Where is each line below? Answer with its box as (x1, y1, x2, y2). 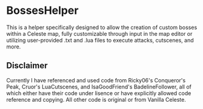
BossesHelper (6, 4, 79, 18)
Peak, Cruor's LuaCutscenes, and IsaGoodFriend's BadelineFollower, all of (6, 83, 192, 90)
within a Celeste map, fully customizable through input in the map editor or (6, 30, 193, 37)
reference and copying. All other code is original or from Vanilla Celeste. (6, 96, 186, 103)
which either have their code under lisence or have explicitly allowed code (6, 89, 191, 97)
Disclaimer (6, 61, 48, 71)
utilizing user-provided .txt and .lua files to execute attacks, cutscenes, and (6, 36, 194, 44)
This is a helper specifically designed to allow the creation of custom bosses (6, 24, 198, 31)
